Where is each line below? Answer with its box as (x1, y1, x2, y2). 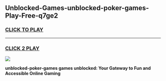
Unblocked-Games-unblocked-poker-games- (5, 4, 149, 12)
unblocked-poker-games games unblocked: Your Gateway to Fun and (5, 65, 151, 71)
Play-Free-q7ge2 (5, 12, 58, 20)
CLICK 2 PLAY (5, 45, 40, 52)
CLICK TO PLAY (5, 27, 43, 33)
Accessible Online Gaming (5, 70, 61, 76)
